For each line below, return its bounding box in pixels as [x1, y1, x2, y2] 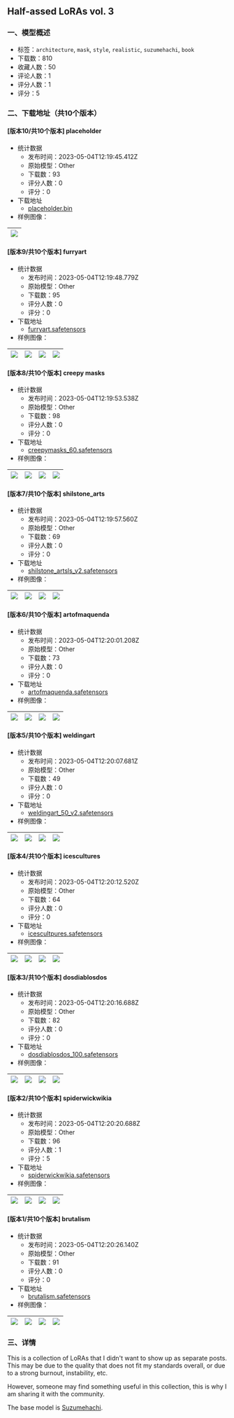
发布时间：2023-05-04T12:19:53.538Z [27, 394, 139, 403]
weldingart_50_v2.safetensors [27, 808, 114, 816]
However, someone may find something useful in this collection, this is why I [7, 1382, 227, 1391]
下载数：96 [27, 1137, 61, 1146]
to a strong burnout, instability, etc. [7, 1368, 108, 1377]
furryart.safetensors [27, 325, 86, 333]
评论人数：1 [17, 71, 51, 80]
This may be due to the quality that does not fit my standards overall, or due [7, 1361, 226, 1370]
